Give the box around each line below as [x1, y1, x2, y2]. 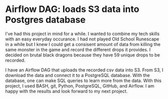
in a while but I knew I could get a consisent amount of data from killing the [5, 41, 161, 47]
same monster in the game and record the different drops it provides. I [5, 46, 151, 52]
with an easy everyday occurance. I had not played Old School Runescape [5, 36, 159, 42]
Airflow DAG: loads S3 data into [5, 3, 139, 15]
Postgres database [5, 14, 86, 25]
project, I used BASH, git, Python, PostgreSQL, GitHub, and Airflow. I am [5, 82, 154, 88]
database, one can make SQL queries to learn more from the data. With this [5, 77, 162, 83]
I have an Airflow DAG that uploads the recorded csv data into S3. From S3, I [5, 66, 163, 73]
